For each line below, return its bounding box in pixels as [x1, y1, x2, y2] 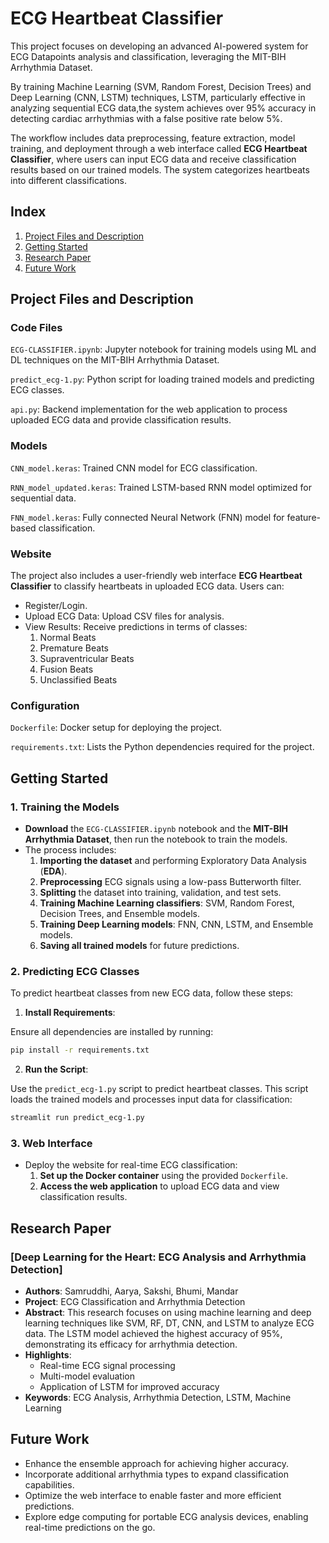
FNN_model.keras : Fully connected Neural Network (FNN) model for [10, 511, 285, 523]
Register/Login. [24, 600, 88, 612]
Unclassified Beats [39, 674, 118, 686]
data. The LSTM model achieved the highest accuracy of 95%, [24, 1328, 283, 1340]
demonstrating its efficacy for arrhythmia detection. [24, 1338, 238, 1351]
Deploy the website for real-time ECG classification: [24, 1159, 238, 1171]
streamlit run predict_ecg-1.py [10, 1113, 145, 1123]
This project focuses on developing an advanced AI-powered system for [10, 40, 309, 52]
